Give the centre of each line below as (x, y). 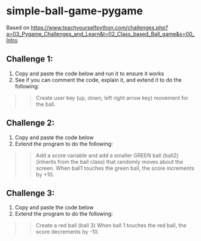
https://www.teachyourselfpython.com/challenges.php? (100, 28)
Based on (18, 28)
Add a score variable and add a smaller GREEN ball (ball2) (107, 155)
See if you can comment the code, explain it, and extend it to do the (98, 80)
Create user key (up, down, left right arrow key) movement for (112, 97)
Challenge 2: (31, 123)
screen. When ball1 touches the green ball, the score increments (115, 168)
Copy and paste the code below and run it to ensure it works (89, 74)
